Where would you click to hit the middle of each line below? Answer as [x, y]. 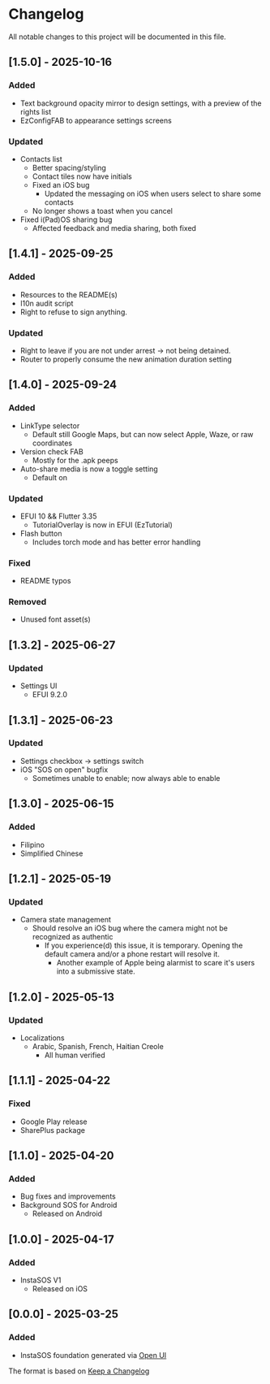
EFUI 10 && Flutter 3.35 [58, 516]
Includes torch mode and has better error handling [116, 542]
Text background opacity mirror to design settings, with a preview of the [141, 103]
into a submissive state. [96, 971]
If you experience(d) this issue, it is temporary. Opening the [144, 946]
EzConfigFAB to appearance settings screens [96, 120]
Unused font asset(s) [55, 619]
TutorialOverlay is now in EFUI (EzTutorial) [102, 524]
